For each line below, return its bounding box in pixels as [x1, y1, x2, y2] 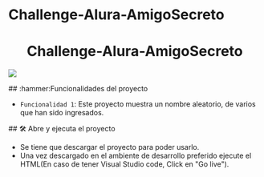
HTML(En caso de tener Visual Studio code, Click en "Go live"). [19, 159, 229, 169]
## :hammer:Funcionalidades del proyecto [8, 84, 148, 94]
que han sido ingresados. [19, 108, 104, 118]
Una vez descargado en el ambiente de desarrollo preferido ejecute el [19, 151, 252, 161]
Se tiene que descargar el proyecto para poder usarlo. [19, 143, 200, 152]
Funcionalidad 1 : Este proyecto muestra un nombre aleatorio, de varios [19, 99, 256, 109]
